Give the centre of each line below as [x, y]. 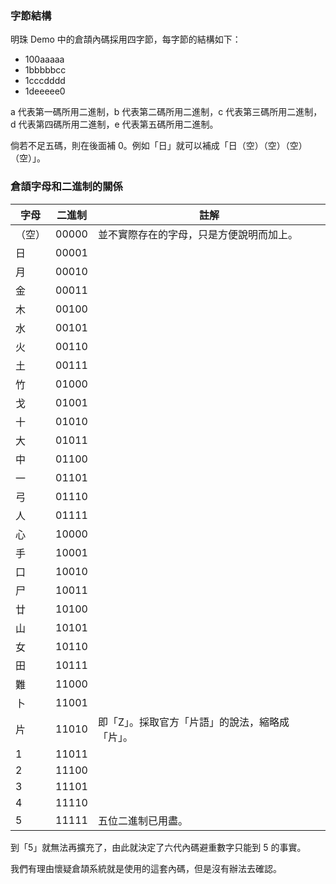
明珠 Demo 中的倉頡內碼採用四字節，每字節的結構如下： [126, 39]
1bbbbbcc [45, 70]
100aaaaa [44, 59]
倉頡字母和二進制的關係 [66, 187]
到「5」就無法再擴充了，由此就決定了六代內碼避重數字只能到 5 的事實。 [158, 847]
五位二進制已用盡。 [142, 820]
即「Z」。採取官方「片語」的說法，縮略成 [193, 722]
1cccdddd [45, 81]
